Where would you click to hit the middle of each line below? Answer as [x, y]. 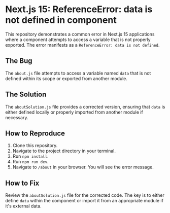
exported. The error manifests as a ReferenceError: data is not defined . [82, 45]
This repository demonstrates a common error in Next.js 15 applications [80, 34]
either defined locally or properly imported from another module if [74, 112]
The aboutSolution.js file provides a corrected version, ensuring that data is [85, 106]
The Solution [26, 95]
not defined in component [61, 20]
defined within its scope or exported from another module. [66, 78]
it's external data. [23, 206]
